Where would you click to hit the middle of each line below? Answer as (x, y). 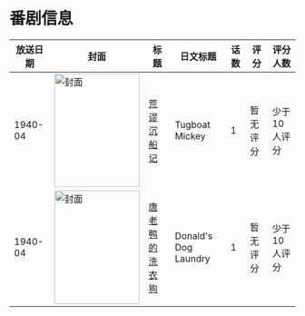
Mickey (190, 135)
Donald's (194, 235)
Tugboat (192, 124)
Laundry (192, 258)
